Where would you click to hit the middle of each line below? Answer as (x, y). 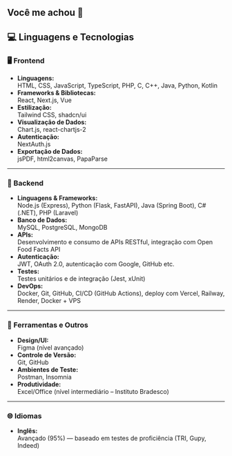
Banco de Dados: (42, 220)
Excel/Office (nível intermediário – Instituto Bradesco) (93, 391)
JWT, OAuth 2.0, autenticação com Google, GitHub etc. (96, 264)
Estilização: (34, 108)
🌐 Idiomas (25, 416)
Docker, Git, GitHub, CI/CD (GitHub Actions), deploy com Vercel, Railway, (121, 293)
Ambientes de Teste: (48, 369)
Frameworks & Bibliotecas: (56, 93)
